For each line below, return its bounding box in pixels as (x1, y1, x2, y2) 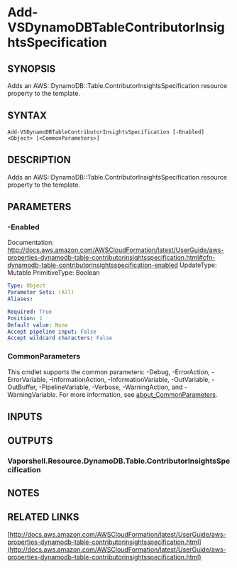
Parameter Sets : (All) (7, 289, 75, 296)
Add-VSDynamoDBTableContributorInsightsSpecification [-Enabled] (7, 129, 204, 136)
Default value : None (7, 321, 69, 329)
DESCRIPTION (7, 154, 71, 166)
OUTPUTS (7, 435, 53, 447)
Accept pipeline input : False (7, 328, 97, 335)
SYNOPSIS (7, 62, 56, 75)
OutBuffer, (7, 383, 38, 391)
